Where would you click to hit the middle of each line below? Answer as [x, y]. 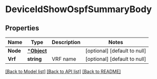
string [34, 59]
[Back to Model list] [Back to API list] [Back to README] [63, 71]
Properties [22, 28]
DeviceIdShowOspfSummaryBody [79, 9]
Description [66, 42]
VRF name [64, 59]
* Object [37, 51]
